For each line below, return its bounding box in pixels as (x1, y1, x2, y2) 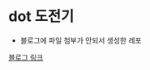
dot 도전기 (8, 7, 75, 26)
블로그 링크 (8, 52, 44, 62)
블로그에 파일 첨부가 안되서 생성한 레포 (19, 35, 142, 45)
